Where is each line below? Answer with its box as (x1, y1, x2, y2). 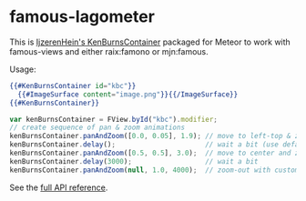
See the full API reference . (9, 182, 108, 193)
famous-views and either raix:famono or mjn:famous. (9, 45, 209, 56)
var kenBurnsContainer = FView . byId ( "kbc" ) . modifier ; (9, 115, 219, 124)
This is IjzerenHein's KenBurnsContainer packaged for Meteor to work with (9, 36, 291, 47)
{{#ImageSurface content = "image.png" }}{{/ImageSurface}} (17, 89, 239, 99)
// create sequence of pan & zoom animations (9, 123, 185, 133)
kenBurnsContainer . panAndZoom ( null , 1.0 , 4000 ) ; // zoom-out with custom (9, 166, 300, 175)
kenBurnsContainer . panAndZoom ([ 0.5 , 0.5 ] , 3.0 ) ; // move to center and (9, 148, 291, 158)
